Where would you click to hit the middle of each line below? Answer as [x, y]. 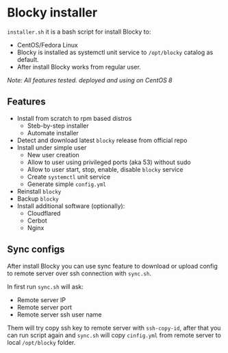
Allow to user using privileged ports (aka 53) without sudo [109, 162]
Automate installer [53, 133]
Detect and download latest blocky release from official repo [102, 140]
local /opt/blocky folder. [41, 342]
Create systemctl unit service [69, 176]
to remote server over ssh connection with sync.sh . [79, 273]
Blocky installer [52, 13]
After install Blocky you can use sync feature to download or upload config [112, 266]
